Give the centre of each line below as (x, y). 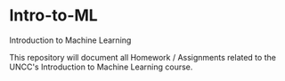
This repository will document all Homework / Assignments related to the (142, 57)
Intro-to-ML (53, 16)
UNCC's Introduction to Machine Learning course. (101, 67)
